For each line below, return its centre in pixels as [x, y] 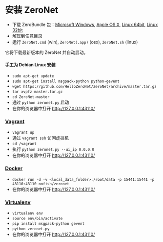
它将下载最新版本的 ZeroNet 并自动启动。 [47, 52]
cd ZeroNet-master [31, 97]
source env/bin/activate [37, 218]
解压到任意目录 [27, 36]
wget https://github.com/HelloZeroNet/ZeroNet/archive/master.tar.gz [84, 87]
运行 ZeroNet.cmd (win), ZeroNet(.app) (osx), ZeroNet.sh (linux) [75, 42]
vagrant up [23, 133]
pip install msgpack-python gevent [48, 224]
